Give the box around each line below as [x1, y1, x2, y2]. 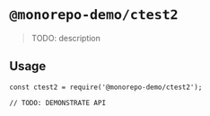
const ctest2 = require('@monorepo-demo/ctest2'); [9, 83, 203, 92]
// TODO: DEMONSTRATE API [9, 98, 106, 107]
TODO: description [31, 32, 101, 43]
